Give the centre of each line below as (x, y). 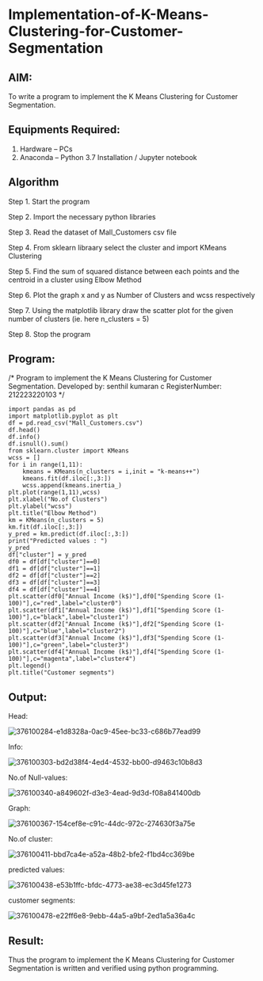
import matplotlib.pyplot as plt (63, 416)
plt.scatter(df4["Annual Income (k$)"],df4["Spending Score (110, 652)
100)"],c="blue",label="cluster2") (67, 632)
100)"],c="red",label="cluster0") (65, 604)
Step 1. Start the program (49, 201)
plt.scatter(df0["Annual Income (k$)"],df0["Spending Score (110, 597)
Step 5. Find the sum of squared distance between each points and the (124, 271)
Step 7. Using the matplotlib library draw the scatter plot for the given (121, 310)
